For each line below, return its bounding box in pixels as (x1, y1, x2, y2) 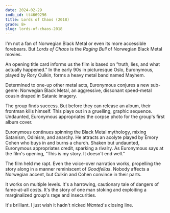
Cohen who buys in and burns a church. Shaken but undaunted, (5, 140, 140, 146)
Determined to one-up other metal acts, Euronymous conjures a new (5, 82, 150, 88)
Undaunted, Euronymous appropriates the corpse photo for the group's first (5, 113, 165, 120)
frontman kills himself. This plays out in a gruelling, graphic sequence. (5, 108, 152, 114)
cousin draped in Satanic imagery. (5, 93, 78, 99)
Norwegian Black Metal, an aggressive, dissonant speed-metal (20, 87, 152, 93)
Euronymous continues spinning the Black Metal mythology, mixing (5, 129, 147, 135)
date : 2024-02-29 (5, 7, 42, 13)
